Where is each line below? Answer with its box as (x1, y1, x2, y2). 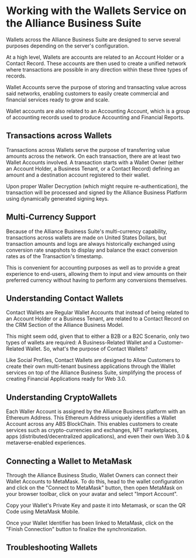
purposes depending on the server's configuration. (6, 42, 129, 49)
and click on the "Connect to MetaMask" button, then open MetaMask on (6, 484, 183, 491)
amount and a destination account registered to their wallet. (6, 171, 150, 178)
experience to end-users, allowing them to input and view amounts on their (6, 270, 187, 277)
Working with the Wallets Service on (6, 4, 187, 18)
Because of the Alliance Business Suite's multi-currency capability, (6, 228, 168, 235)
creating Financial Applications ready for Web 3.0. (6, 376, 127, 383)
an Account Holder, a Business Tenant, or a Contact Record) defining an (6, 165, 180, 172)
